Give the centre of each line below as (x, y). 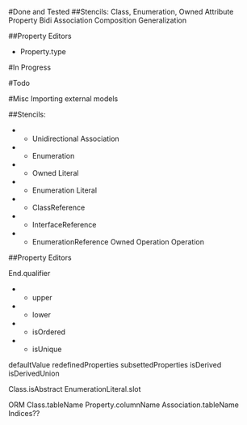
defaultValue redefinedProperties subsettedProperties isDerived (115, 365)
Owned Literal (55, 173)
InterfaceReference (64, 225)
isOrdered (49, 332)
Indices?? (24, 413)
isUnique (47, 349)
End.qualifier (29, 273)
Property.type (43, 51)
